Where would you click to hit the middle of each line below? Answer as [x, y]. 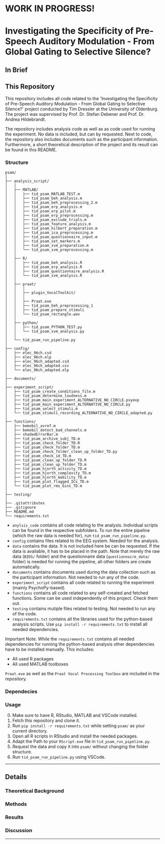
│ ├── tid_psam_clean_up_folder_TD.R [46, 460]
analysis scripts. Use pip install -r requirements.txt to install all [80, 624]
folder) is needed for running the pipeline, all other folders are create [82, 561]
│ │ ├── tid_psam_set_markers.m [42, 241]
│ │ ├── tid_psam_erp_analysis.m [44, 207]
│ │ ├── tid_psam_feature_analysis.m [48, 224]
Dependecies [21, 691]
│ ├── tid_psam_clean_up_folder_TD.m [46, 464]
